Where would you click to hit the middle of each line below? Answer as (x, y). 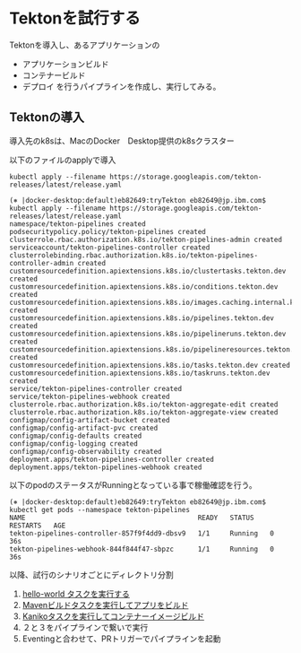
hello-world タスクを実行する (76, 594)
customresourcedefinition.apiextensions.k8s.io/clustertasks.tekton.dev (148, 271)
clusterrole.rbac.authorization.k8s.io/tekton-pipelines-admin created (146, 239)
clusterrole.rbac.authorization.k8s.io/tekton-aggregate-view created (144, 412)
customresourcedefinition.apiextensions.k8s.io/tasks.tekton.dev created (150, 365)
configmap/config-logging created (74, 444)
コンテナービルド (54, 75)
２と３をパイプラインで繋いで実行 (85, 627)
